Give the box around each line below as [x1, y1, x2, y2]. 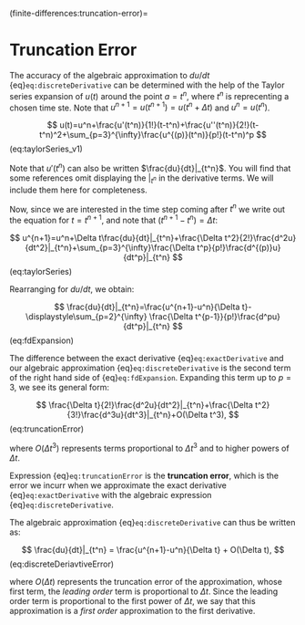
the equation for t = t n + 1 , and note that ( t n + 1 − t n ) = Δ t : [9, 214, 219, 226]
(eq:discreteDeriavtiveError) [9, 558, 115, 569]
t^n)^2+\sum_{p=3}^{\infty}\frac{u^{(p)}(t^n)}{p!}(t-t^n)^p [39, 130, 255, 141]
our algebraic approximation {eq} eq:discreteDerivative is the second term [9, 362, 291, 373]
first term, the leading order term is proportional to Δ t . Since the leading [9, 586, 279, 597]
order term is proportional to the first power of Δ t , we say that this [9, 595, 257, 606]
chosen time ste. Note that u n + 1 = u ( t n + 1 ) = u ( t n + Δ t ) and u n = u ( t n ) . [9, 100, 270, 113]
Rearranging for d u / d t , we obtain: [9, 284, 135, 295]
